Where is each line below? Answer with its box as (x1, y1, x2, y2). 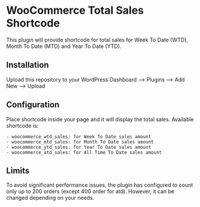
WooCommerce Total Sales (6, 4, 144, 17)
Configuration (6, 100, 60, 110)
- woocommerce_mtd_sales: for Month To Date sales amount (6, 139, 154, 145)
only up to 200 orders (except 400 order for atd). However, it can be (6, 188, 175, 195)
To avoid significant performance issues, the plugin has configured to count (6, 181, 193, 189)
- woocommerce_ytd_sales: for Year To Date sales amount (6, 144, 151, 150)
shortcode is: (6, 122, 39, 129)
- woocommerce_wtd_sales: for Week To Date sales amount (6, 133, 151, 140)
